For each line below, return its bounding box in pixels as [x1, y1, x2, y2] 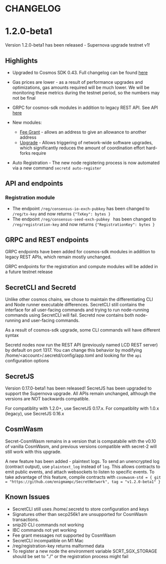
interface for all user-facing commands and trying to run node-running [5, 307, 150, 313]
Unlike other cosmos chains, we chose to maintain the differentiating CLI [5, 296, 154, 302]
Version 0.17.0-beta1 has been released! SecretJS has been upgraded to [5, 385, 152, 392]
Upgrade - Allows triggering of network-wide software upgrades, [19, 139, 153, 145]
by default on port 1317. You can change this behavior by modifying [5, 347, 142, 353]
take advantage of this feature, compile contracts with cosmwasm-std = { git [5, 474, 161, 480]
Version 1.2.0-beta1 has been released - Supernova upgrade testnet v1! [5, 42, 150, 48]
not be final [12, 95, 36, 101]
